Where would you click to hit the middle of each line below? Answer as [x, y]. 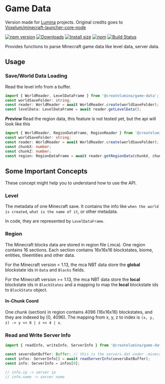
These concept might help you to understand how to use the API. [71, 183]
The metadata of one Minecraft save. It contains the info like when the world [82, 207]
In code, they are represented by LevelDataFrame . [55, 221]
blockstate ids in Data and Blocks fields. [45, 270]
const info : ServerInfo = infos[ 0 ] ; [42, 363]
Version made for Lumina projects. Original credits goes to [64, 22]
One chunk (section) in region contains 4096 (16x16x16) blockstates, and [79, 312]
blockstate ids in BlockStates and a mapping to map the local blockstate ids [82, 284]
